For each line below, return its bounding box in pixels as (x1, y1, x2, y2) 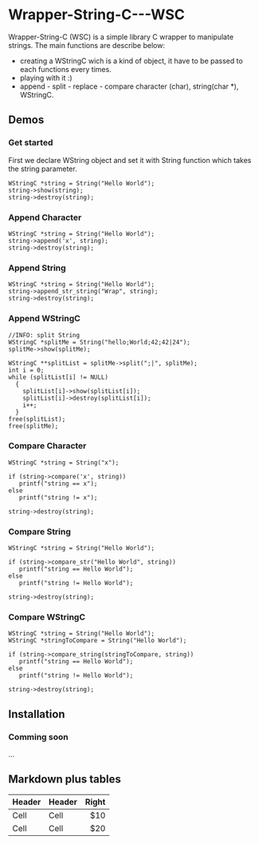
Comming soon (8, 731, 69, 742)
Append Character (8, 212, 82, 223)
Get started (8, 137, 53, 149)
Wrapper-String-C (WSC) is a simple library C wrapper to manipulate (8, 32, 233, 42)
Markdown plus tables (8, 773, 121, 786)
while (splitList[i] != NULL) (8, 373, 109, 381)
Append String (8, 262, 66, 273)
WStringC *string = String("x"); (8, 458, 120, 467)
